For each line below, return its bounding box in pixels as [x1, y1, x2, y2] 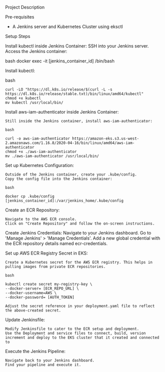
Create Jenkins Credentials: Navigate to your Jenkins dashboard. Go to [5, 230, 152, 235]
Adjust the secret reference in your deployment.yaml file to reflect [5, 303, 155, 308]
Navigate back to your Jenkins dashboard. [5, 358, 95, 363]
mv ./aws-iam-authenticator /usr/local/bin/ [5, 153, 99, 158]
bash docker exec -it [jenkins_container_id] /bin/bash [5, 58, 115, 64]
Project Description [5, 4, 45, 10]
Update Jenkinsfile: [5, 317, 45, 322]
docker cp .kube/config [5, 194, 55, 199]
